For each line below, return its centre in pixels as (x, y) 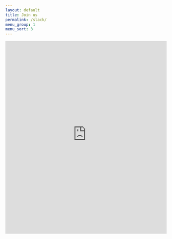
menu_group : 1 (20, 24)
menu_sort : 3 (19, 29)
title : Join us (21, 15)
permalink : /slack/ (26, 20)
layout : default (23, 10)
